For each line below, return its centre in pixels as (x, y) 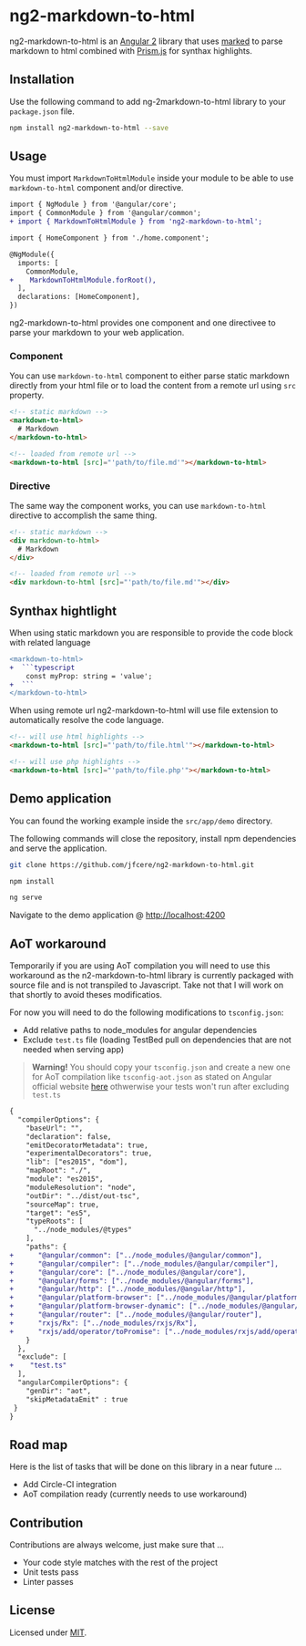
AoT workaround (58, 943)
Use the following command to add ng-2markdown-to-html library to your (148, 101)
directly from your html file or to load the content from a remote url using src (153, 386)
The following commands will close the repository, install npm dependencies (153, 838)
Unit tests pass (51, 1572)
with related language (50, 642)
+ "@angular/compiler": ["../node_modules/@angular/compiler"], (144, 1264)
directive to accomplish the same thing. (83, 515)
